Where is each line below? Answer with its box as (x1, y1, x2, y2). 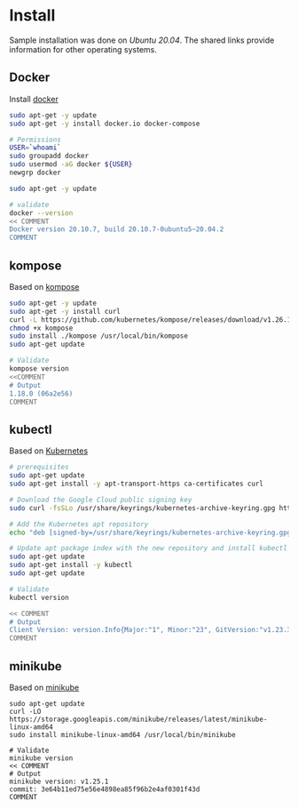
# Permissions (9, 135, 62, 144)
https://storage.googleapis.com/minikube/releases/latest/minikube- (9, 715, 268, 724)
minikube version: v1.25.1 (9, 777, 109, 786)
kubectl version (9, 593, 69, 602)
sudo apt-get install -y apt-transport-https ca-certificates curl (9, 479, 264, 488)
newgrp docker (9, 168, 62, 177)
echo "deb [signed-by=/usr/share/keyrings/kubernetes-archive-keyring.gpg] (9, 528, 295, 537)
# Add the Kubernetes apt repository (9, 519, 149, 529)
